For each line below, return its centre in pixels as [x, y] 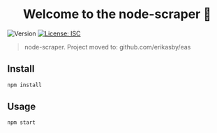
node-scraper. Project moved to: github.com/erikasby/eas [107, 47]
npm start [22, 123]
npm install [24, 85]
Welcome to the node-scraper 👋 [117, 14]
